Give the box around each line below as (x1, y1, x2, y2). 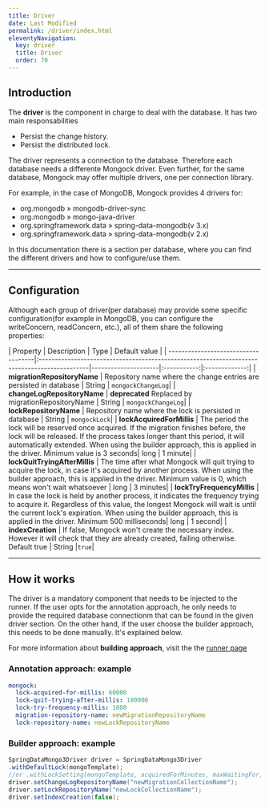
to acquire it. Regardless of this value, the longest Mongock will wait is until (8, 499, 256, 509)
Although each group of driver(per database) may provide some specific (8, 305, 248, 315)
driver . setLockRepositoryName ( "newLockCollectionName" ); (8, 786, 203, 794)
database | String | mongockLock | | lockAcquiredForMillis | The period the (8, 414, 250, 424)
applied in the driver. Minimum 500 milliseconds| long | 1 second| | (8, 516, 227, 525)
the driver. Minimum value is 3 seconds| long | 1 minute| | (8, 448, 197, 457)
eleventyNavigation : (8, 34, 78, 42)
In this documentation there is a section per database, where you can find (8, 244, 252, 254)
